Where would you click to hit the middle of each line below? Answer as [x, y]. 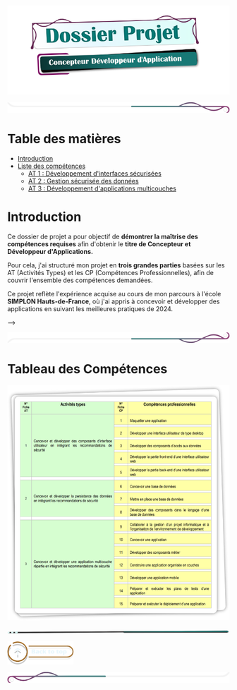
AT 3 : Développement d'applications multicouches [102, 188]
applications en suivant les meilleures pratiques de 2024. [90, 308]
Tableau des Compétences [87, 369]
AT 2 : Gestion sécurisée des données [83, 181]
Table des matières [64, 139]
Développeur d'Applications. [50, 251]
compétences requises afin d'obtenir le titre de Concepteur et [99, 244]
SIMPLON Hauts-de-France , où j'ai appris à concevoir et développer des [114, 301]
